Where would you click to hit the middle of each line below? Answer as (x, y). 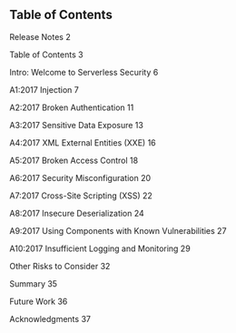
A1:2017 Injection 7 (44, 89)
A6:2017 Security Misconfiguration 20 (80, 177)
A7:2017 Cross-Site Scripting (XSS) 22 (81, 196)
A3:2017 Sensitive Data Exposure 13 (76, 125)
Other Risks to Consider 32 (60, 266)
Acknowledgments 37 (50, 318)
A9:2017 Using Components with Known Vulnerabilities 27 (118, 230)
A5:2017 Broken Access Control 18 (74, 160)
